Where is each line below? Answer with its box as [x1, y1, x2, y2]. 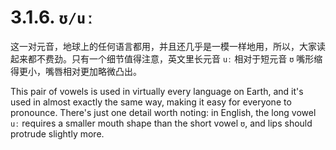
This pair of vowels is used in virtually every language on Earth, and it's [10, 85, 304, 97]
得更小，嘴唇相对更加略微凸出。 [10, 65, 142, 77]
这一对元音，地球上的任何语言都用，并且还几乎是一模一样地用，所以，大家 [10, 40, 317, 52]
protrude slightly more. [10, 127, 105, 140]
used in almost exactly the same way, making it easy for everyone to [10, 96, 292, 108]
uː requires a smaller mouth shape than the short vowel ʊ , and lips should [10, 117, 313, 129]
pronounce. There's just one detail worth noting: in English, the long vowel [10, 106, 317, 118]
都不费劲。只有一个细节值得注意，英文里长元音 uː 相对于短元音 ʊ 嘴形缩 [27, 52, 323, 65]
